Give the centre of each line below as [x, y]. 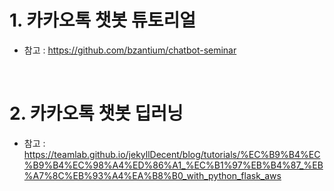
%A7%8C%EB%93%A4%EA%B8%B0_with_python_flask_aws [152, 175]
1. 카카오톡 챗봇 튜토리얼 [103, 20]
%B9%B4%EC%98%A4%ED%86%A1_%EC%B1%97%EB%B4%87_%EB [173, 165]
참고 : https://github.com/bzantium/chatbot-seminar [130, 50]
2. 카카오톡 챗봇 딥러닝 [96, 113]
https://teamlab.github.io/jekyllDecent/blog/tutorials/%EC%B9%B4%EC [172, 154]
